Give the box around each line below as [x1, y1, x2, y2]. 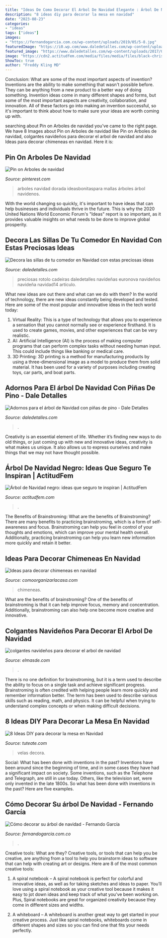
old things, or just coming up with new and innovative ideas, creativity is [5, 439, 153, 445]
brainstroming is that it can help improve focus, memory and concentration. [5, 602, 160, 608]
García [5, 808, 26, 816]
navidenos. [17, 191, 40, 197]
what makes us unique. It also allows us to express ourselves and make [5, 444, 152, 450]
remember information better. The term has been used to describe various [5, 693, 158, 698]
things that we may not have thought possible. [5, 449, 100, 455]
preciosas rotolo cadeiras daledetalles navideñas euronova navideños [17, 276, 161, 282]
